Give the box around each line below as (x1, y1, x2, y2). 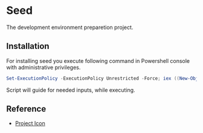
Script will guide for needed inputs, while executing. (6, 86, 135, 94)
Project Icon (14, 120, 45, 127)
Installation (6, 41, 50, 51)
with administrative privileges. (6, 63, 81, 71)
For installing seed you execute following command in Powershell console (6, 57, 190, 64)
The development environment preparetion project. (6, 24, 134, 31)
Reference (6, 104, 47, 114)
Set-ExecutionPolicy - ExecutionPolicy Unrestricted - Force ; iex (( (6, 75, 180, 82)
